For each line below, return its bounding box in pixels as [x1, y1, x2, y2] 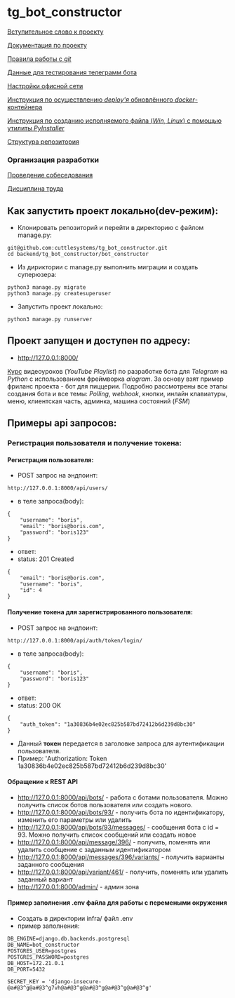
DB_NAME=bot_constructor [7, 941, 80, 948]
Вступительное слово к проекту [7, 27, 104, 36]
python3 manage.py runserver [7, 316, 93, 323]
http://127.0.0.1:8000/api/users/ [7, 485, 109, 492]
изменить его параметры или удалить [17, 815, 132, 824]
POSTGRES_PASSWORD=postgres [7, 953, 90, 961]
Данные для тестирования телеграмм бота [7, 68, 137, 76]
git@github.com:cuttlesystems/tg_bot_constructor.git [7, 245, 168, 252]
